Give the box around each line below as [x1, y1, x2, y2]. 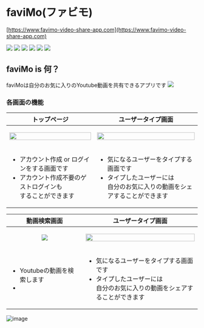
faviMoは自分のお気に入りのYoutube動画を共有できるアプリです [6, 81, 167, 89]
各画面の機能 [6, 98, 44, 106]
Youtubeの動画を [19, 267, 68, 275]
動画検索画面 [26, 217, 63, 225]
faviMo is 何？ [6, 64, 59, 75]
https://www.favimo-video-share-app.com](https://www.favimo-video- [8, 26, 186, 33]
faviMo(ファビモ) [6, 5, 93, 19]
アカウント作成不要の [19, 174, 81, 182]
